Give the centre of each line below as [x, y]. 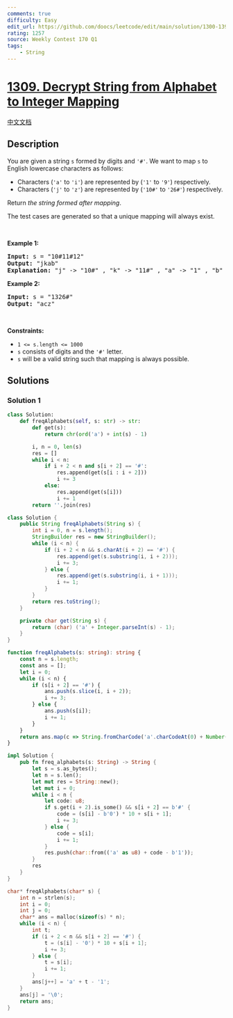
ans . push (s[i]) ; [68, 711]
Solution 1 [24, 400]
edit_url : [21, 26]
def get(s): [50, 428]
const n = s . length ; [49, 659]
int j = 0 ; [35, 911]
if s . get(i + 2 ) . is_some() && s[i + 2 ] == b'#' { [117, 808]
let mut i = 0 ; [54, 788]
